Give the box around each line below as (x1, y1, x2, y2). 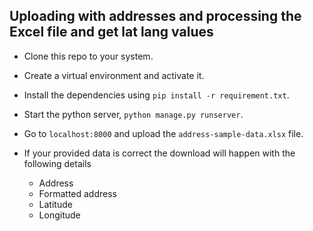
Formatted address (38, 187, 117, 199)
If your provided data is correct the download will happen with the (23, 147, 296, 159)
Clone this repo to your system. (23, 50, 154, 62)
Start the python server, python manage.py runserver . (23, 108, 244, 120)
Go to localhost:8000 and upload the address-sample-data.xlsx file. (23, 127, 304, 139)
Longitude (38, 209, 81, 221)
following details (23, 157, 92, 169)
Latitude (38, 198, 73, 210)
